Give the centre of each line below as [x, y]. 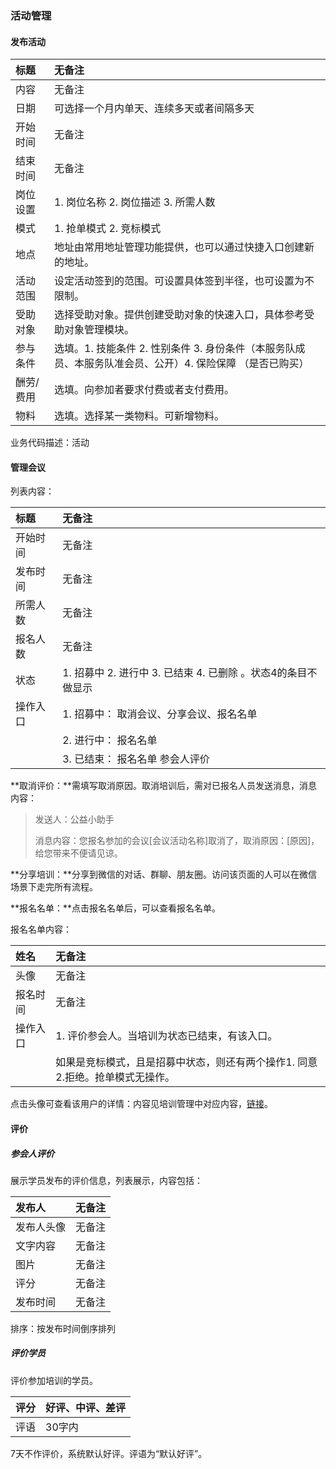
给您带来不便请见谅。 [78, 853]
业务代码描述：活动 [50, 443]
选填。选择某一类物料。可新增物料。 [139, 416]
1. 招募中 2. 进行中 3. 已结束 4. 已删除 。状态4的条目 [185, 673]
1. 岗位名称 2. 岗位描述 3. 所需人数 [135, 202]
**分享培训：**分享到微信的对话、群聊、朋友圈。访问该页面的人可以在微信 [164, 874]
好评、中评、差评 [86, 1407]
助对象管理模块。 [94, 330]
